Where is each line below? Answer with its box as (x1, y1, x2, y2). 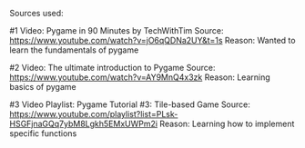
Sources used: (9, 8, 64, 18)
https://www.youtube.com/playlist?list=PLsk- (9, 109, 178, 119)
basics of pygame (9, 82, 76, 92)
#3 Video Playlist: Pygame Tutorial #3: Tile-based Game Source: (9, 99, 250, 110)
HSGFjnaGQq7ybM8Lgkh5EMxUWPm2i (9, 118, 158, 129)
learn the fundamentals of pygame (9, 44, 139, 55)
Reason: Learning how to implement (158, 118, 295, 129)
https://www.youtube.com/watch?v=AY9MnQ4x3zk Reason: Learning (9, 72, 270, 83)
